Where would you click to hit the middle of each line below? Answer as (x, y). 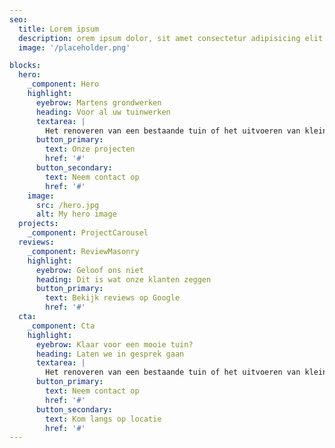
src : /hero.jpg (67, 205)
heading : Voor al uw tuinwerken (103, 112)
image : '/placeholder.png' (74, 47)
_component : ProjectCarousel (88, 233)
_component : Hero (63, 84)
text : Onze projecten (90, 149)
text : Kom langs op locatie (103, 419)
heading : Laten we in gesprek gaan (110, 354)
